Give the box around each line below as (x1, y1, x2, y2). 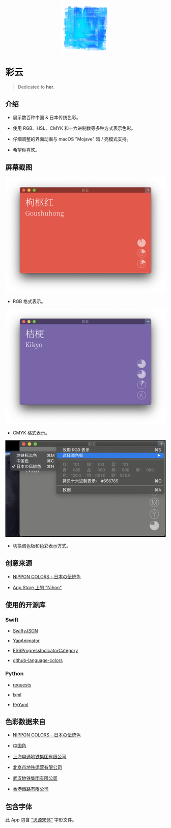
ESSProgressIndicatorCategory (12, 648, 78, 654)
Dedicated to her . (17, 84, 55, 90)
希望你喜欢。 (12, 147, 40, 153)
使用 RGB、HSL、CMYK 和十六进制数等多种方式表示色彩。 (12, 125, 136, 131)
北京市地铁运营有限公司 (12, 764, 62, 770)
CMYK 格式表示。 (12, 430, 50, 436)
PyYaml (12, 701, 29, 707)
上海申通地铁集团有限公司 (12, 754, 67, 760)
